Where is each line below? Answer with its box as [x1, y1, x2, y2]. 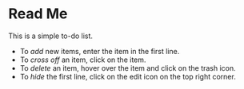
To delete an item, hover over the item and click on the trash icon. [19, 63, 236, 72]
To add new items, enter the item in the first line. [19, 46, 180, 56]
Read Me [8, 5, 68, 23]
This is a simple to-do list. [8, 31, 94, 41]
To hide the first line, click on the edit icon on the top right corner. [19, 72, 236, 81]
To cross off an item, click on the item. [19, 55, 146, 64]
